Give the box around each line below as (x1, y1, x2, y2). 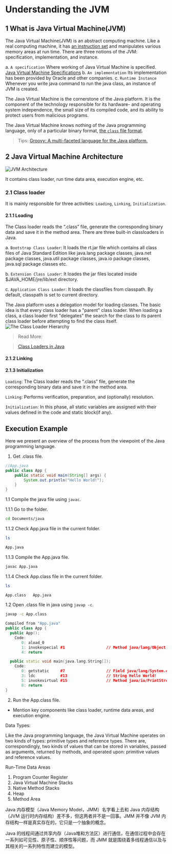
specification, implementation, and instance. (5, 54, 99, 60)
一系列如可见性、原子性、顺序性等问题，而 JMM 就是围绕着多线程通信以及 (5, 837, 162, 843)
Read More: (17, 333, 42, 340)
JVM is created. (5, 86, 39, 92)
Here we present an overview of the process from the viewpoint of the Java (5, 438, 165, 444)
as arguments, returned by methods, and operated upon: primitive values (5, 749, 160, 755)
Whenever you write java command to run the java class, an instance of (5, 81, 156, 86)
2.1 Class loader (5, 189, 46, 196)
